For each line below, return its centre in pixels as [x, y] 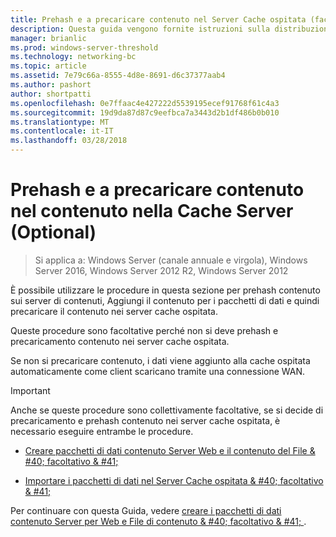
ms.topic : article [48, 66]
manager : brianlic [48, 38]
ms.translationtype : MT [60, 122]
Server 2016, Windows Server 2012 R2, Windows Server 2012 [161, 270]
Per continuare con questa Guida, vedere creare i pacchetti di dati [146, 510]
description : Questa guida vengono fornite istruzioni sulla [140, 29]
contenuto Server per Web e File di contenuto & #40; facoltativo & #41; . [158, 521]
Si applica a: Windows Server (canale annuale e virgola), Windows [171, 260]
